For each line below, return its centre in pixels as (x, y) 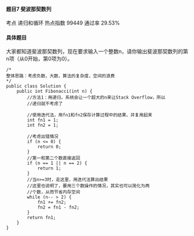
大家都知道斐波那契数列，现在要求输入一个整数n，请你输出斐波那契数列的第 (97, 51)
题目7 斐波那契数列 (29, 9)
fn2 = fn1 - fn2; (58, 207)
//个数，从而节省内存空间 (54, 192)
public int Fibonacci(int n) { (55, 91)
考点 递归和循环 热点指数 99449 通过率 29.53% (63, 23)
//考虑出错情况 (43, 137)
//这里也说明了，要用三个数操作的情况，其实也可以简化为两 (89, 186)
